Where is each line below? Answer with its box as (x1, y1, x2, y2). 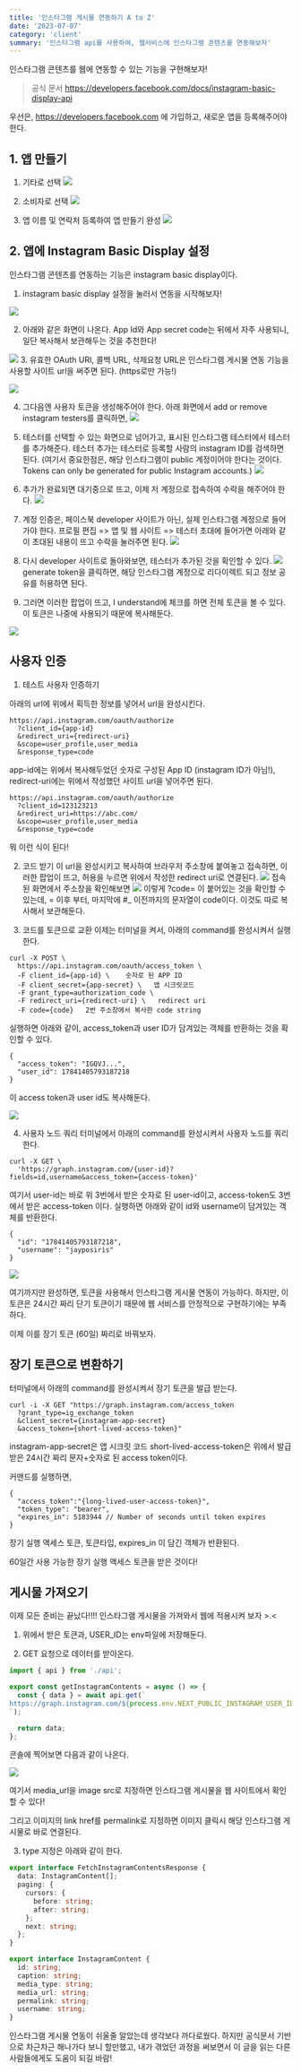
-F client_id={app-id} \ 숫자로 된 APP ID (17, 971, 183, 980)
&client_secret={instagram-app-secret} (17, 1416, 167, 1425)
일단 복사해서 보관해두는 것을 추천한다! (21, 335, 157, 346)
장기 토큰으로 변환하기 (9, 1357, 124, 1372)
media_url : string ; (17, 1988, 90, 1997)
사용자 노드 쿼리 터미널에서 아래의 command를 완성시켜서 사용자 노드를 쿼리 (21, 1127, 289, 1138)
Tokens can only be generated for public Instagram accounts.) (21, 465, 253, 476)
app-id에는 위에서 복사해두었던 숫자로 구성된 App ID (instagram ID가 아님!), (9, 764, 276, 775)
